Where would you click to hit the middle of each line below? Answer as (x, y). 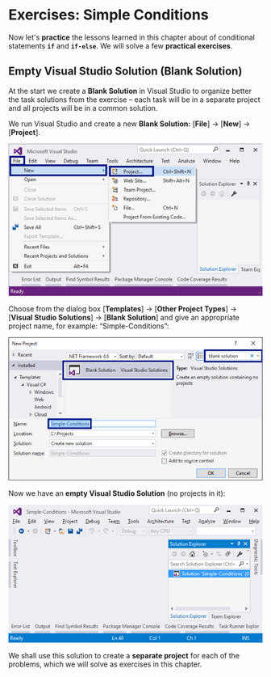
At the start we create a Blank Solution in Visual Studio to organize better (130, 91)
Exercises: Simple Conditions (108, 15)
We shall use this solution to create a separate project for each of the (124, 655)
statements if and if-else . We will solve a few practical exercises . (121, 45)
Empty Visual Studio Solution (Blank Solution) (125, 72)
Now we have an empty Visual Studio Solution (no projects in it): (117, 493)
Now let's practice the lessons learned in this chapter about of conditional (132, 37)
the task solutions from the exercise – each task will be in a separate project (134, 99)
